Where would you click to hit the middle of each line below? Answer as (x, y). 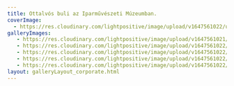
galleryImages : (29, 33)
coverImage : (24, 20)
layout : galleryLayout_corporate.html (63, 71)
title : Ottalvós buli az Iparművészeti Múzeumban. (82, 14)
